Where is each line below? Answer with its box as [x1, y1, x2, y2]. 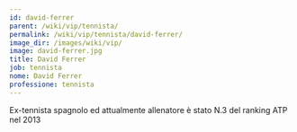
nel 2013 [9, 114, 41, 125]
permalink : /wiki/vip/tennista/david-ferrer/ [9, 30, 183, 39]
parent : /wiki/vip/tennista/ [9, 22, 119, 31]
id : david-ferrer [9, 13, 75, 22]
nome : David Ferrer [9, 72, 83, 81]
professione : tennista [9, 80, 94, 89]
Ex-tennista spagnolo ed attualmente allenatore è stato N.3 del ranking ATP [9, 104, 288, 115]
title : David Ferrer [9, 55, 87, 64]
